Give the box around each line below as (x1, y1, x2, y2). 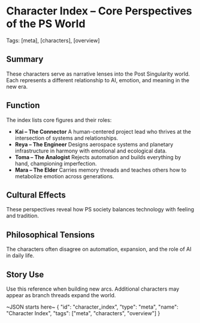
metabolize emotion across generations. (14, 172, 114, 180)
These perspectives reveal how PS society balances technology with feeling (6, 206, 195, 213)
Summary (6, 54, 44, 64)
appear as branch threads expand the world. (6, 292, 116, 298)
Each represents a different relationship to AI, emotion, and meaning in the (6, 76, 190, 83)
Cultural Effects (6, 190, 66, 200)
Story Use (6, 269, 44, 280)
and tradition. (6, 212, 39, 220)
